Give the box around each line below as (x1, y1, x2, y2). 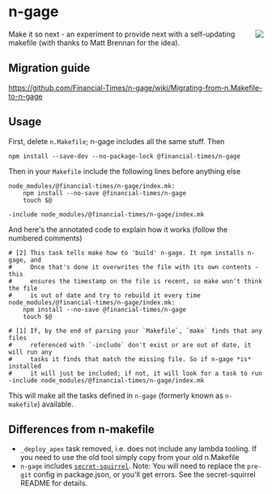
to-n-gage (8, 92, 43, 101)
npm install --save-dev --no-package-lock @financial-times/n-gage (8, 152, 241, 160)
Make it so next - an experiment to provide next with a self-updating (8, 29, 236, 39)
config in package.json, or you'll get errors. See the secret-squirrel (33, 470, 257, 479)
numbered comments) (8, 233, 83, 243)
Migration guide (8, 62, 91, 75)
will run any (8, 347, 53, 356)
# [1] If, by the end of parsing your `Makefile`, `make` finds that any (8, 326, 263, 334)
